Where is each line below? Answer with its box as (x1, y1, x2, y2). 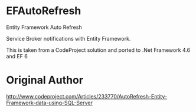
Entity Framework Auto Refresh (6, 24, 82, 31)
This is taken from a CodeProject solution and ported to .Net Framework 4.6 (6, 46, 191, 54)
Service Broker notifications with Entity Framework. (6, 35, 131, 42)
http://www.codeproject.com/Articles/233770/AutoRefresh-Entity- (6, 93, 168, 100)
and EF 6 (6, 52, 28, 60)
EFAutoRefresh (6, 4, 81, 18)
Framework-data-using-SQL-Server (6, 99, 93, 106)
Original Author (6, 74, 84, 87)
